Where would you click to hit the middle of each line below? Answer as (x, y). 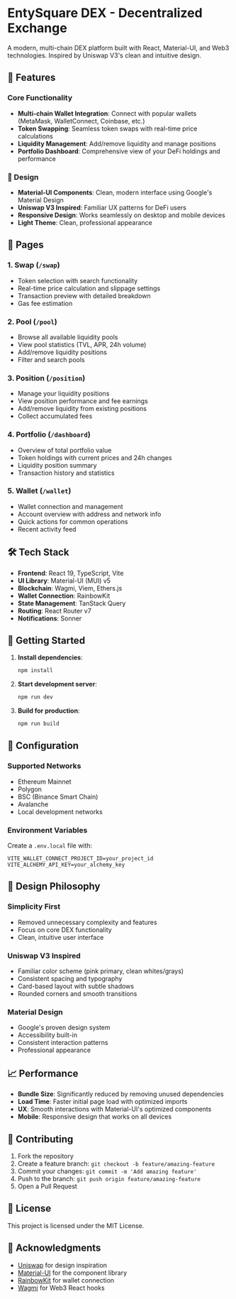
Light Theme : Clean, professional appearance (85, 222)
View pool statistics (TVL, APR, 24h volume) (82, 344)
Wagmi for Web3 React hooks (61, 1288)
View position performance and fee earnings (83, 401)
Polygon (30, 789)
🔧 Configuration (43, 746)
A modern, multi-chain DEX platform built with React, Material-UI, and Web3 (118, 48)
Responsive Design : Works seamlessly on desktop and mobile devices (121, 215)
